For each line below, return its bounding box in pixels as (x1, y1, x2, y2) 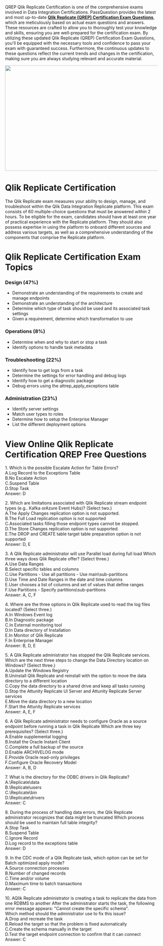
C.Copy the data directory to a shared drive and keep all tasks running (5, 683, 146, 689)
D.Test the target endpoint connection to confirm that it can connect (5, 931, 141, 937)
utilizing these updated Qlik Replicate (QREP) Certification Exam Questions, (5, 35, 155, 41)
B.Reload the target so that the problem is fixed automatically (5, 921, 127, 927)
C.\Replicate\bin (5, 790, 37, 795)
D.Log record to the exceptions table (5, 840, 78, 846)
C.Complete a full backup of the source (5, 744, 83, 750)
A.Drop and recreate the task (5, 916, 63, 922)
